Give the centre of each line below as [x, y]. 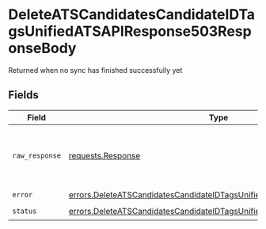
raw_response [37, 155]
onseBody [42, 48]
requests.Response [104, 155]
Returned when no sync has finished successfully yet [95, 70]
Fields [24, 95]
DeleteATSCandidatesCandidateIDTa [132, 15]
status [25, 211]
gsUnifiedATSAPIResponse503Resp [130, 31]
